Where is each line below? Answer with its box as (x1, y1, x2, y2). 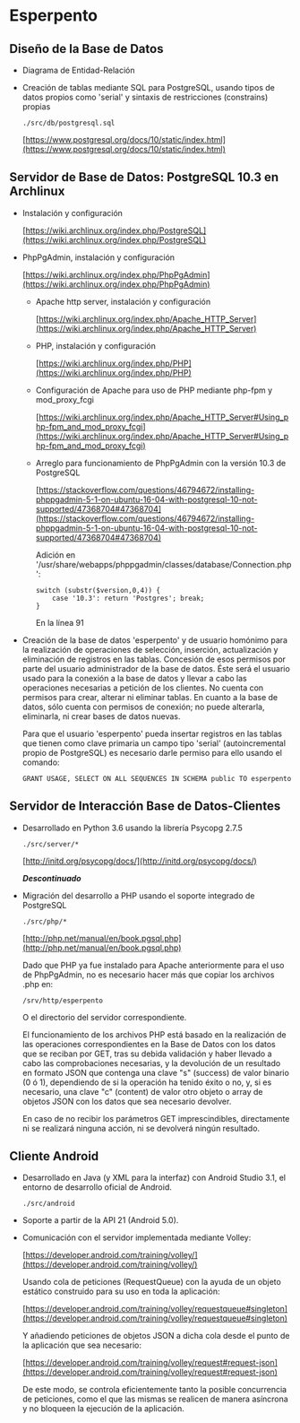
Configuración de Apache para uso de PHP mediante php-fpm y (35, 385, 273, 395)
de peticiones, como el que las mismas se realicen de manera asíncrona (21, 1393, 288, 1404)
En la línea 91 (35, 617, 84, 628)
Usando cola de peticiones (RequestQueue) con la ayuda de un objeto (21, 1277, 282, 1288)
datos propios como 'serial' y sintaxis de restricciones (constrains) (21, 91, 269, 102)
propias (21, 101, 51, 112)
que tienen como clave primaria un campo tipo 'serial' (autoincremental (21, 737, 287, 749)
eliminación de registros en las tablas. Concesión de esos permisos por (21, 654, 287, 664)
